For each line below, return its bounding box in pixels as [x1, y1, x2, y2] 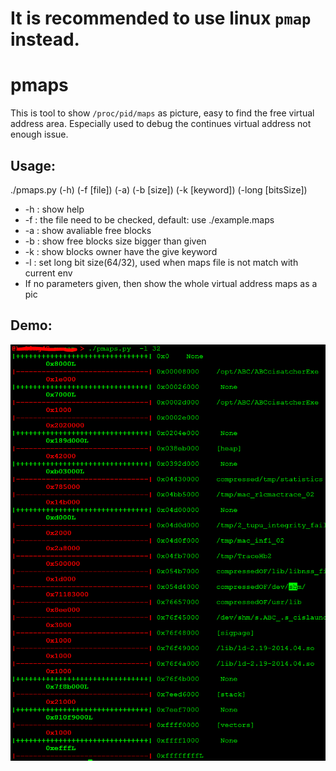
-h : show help [24, 203, 85, 215]
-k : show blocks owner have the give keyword [24, 245, 218, 257]
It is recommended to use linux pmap [10, 7, 312, 30]
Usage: [10, 157, 57, 174]
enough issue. [10, 128, 69, 141]
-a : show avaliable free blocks [24, 224, 152, 236]
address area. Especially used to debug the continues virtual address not [10, 118, 312, 130]
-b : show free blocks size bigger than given [24, 235, 207, 247]
